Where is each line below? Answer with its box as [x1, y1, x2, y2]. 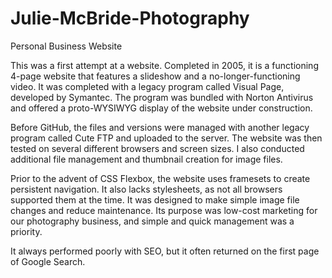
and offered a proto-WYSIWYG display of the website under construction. [10, 102, 313, 114]
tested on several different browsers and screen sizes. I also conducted [10, 142, 305, 154]
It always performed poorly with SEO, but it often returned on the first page [10, 245, 320, 257]
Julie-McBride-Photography [10, 7, 250, 30]
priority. [10, 225, 43, 237]
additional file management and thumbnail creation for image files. [10, 153, 283, 165]
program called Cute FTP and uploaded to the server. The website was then [10, 132, 323, 144]
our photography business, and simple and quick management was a [10, 215, 295, 227]
